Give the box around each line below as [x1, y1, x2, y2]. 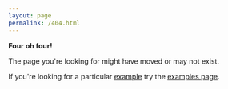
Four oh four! [8, 41, 53, 50]
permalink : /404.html [8, 19, 81, 27]
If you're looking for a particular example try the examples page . [8, 72, 220, 81]
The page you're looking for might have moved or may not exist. [8, 56, 220, 66]
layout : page [8, 11, 52, 20]
